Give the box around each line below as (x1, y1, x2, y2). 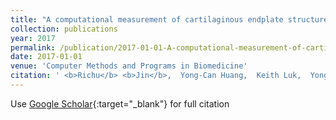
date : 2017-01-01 (10, 52, 83, 62)
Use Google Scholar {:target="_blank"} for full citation (10, 97, 230, 110)
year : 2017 (10, 33, 56, 43)
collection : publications (10, 24, 118, 34)
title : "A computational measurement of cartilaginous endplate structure (10, 14, 329, 25)
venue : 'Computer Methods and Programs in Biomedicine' (10, 61, 248, 71)
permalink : (10, 42, 56, 53)
